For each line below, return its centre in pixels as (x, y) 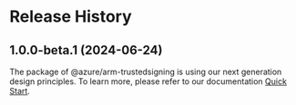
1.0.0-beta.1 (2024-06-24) (86, 50)
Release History (71, 17)
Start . (20, 91)
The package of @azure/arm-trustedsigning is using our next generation (146, 72)
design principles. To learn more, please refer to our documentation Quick (148, 81)
